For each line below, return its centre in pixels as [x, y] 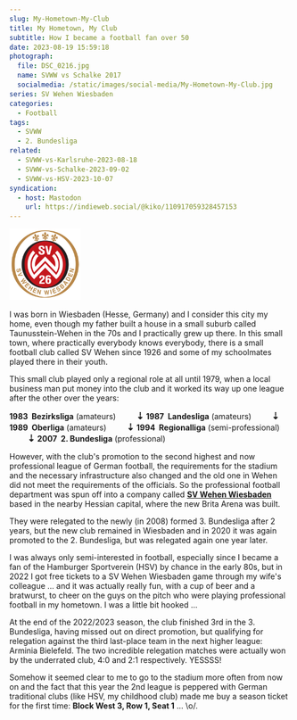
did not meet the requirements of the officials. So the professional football [145, 485]
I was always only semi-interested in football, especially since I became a [144, 558]
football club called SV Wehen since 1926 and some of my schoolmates [140, 352]
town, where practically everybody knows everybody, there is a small [136, 343]
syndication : [33, 188]
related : [25, 151]
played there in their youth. [59, 362]
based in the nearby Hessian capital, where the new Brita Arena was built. [145, 504]
